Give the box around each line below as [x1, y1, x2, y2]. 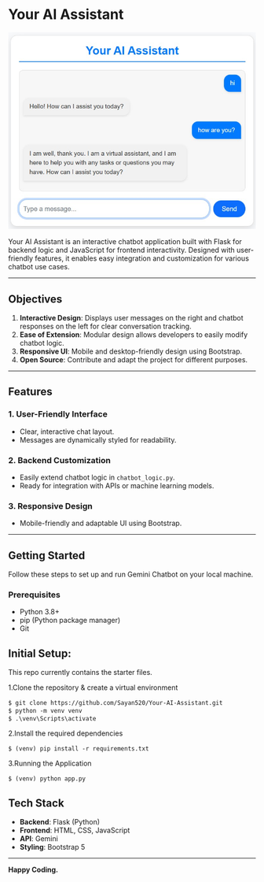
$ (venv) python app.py [8, 775, 86, 783]
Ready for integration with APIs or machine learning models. [19, 481, 214, 491]
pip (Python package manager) [19, 616, 121, 625]
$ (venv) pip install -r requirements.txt [8, 745, 149, 753]
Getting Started [8, 549, 86, 562]
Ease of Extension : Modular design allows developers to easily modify [19, 330, 248, 339]
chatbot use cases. [8, 262, 70, 272]
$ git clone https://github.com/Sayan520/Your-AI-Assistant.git [8, 699, 223, 707]
